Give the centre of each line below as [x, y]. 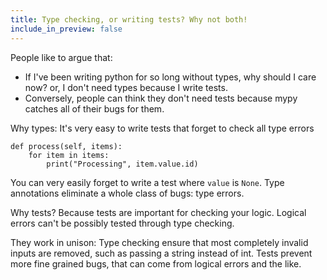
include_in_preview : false [66, 29]
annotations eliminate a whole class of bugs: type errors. [127, 193]
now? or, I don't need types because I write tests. [126, 87]
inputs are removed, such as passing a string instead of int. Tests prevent [161, 253]
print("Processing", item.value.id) [122, 164]
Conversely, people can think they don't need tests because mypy [161, 98]
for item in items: [69, 155]
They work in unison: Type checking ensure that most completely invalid [159, 242]
